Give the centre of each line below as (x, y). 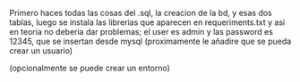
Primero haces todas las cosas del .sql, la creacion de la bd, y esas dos (141, 13)
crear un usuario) (41, 51)
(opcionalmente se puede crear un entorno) (90, 68)
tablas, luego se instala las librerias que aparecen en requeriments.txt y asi (147, 22)
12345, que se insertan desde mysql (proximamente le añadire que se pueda (150, 41)
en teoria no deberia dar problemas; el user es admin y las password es (141, 32)
